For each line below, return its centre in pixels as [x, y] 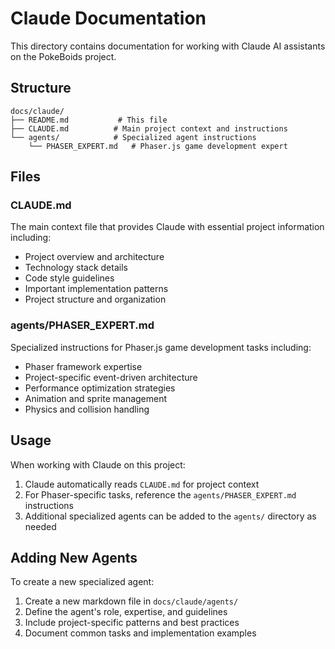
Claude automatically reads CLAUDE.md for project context [142, 484]
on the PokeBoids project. [63, 56]
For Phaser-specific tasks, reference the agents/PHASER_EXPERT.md [160, 494]
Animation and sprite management [96, 398]
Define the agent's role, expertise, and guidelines [126, 612]
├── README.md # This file [89, 120]
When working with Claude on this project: [98, 464]
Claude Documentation [108, 18]
